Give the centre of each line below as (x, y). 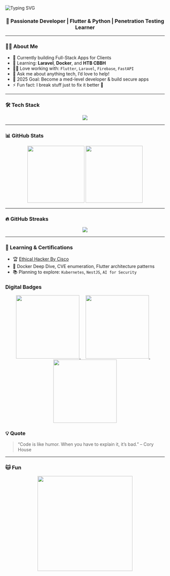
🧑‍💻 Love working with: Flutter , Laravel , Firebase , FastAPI (73, 68)
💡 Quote (15, 433)
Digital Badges (24, 287)
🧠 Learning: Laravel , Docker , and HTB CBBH (59, 63)
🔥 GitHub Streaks (27, 219)
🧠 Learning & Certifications (39, 248)
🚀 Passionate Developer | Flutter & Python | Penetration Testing (85, 21)
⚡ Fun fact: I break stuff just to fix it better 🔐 (58, 85)
